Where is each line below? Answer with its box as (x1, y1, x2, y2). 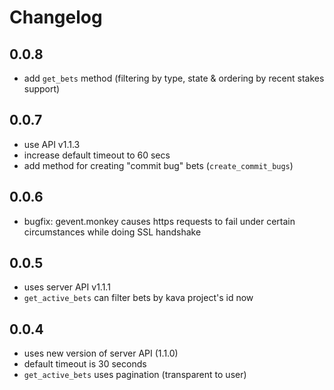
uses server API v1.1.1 (23, 281, 111, 293)
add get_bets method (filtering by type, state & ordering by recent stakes (23, 72, 325, 84)
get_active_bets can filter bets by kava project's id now (23, 292, 254, 304)
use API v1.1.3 (23, 138, 81, 150)
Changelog (9, 6, 103, 29)
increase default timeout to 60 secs (23, 149, 171, 161)
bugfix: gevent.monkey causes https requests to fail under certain (23, 215, 296, 227)
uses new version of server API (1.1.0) (23, 347, 179, 360)
